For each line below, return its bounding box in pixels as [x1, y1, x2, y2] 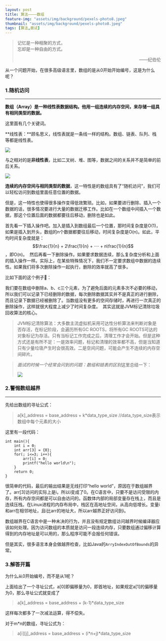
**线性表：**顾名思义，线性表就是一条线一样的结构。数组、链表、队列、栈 [5, 131, 157, 137]
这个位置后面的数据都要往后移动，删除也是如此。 [18, 212, 118, 218]
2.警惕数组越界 [5, 385, 41, 392]
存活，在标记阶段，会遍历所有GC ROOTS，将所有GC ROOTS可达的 [21, 327, 158, 333]
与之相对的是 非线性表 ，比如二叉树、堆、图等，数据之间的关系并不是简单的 [5, 157, 157, 163]
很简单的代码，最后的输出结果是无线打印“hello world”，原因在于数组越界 [5, 483, 153, 489]
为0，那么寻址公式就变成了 [5, 590, 60, 596]
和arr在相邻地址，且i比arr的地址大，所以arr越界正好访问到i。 [5, 508, 128, 514]
